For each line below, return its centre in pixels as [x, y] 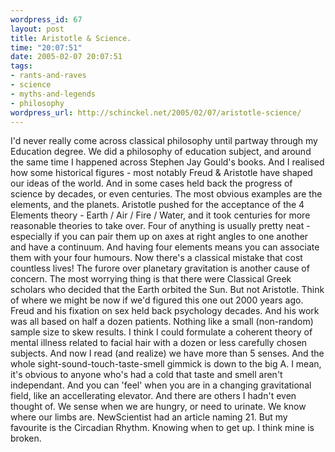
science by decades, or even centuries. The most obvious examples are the [166, 194]
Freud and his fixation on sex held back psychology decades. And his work [165, 311]
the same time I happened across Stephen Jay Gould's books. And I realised [167, 162]
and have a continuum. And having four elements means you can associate [165, 247]
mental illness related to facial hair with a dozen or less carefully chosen [159, 343]
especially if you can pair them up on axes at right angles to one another [159, 237]
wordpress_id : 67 [46, 19]
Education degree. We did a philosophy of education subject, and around [161, 152]
